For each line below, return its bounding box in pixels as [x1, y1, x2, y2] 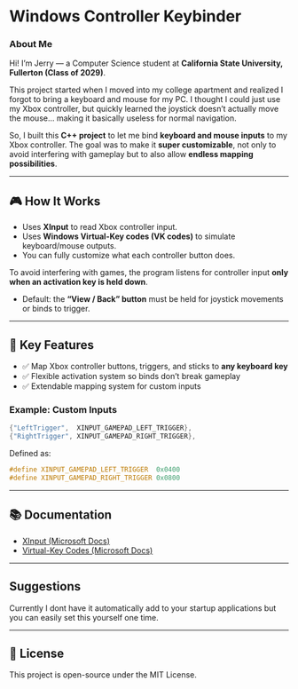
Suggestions [9, 579, 82, 594]
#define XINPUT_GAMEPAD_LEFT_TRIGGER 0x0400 [9, 465, 180, 474]
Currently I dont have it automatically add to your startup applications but [9, 602, 277, 614]
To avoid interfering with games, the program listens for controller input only [9, 267, 289, 278]
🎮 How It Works [9, 194, 101, 209]
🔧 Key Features [9, 337, 95, 352]
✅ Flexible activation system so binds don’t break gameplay [21, 371, 241, 382]
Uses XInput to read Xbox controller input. [21, 222, 177, 233]
